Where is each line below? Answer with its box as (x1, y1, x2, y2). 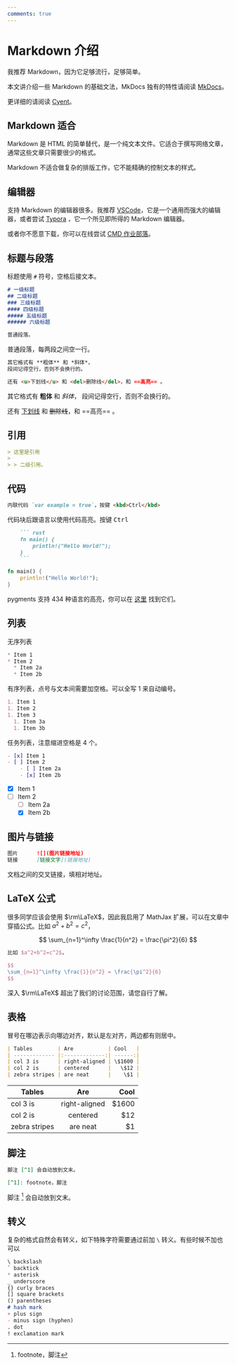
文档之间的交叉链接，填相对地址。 (7, 870, 106, 878)
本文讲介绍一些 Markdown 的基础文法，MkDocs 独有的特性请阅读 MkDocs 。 (7, 82, 228, 91)
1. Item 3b (13, 724, 46, 731)
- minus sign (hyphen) (7, 1317, 74, 1324)
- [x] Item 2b (20, 772, 61, 779)
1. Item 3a (13, 718, 46, 725)
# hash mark (7, 1304, 42, 1311)
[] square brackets (7, 1291, 65, 1298)
